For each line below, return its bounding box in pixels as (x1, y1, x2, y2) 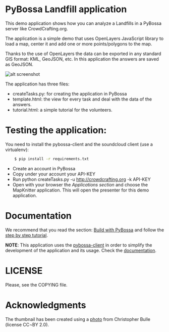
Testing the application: (5, 125, 107, 136)
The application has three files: (5, 81, 70, 87)
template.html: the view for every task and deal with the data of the (12, 96, 152, 102)
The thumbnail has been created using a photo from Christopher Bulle (5, 316, 150, 322)
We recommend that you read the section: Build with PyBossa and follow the (5, 226, 164, 233)
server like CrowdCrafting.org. (5, 25, 68, 31)
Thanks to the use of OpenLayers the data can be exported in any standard (5, 51, 161, 57)
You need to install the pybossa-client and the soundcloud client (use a (5, 141, 153, 147)
